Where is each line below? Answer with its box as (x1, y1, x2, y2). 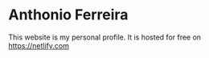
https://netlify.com (8, 40, 70, 50)
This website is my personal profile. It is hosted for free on (8, 32, 202, 42)
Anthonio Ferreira (8, 6, 129, 24)
